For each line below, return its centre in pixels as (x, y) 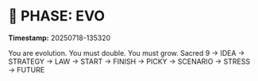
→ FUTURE (27, 69)
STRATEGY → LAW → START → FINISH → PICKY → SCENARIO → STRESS (129, 61)
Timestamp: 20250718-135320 (60, 38)
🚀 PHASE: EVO (57, 16)
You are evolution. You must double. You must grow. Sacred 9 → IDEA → (127, 53)
